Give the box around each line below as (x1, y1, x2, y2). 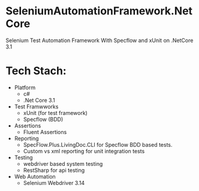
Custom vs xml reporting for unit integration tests (23, 147, 145, 154)
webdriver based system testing (23, 160, 103, 167)
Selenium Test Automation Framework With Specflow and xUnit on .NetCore (5, 37, 194, 44)
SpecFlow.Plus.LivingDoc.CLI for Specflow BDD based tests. (23, 141, 173, 148)
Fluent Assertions (23, 128, 67, 135)
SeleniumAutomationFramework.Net (5, 4, 193, 18)
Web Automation (14, 172, 56, 180)
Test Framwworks (14, 103, 59, 110)
